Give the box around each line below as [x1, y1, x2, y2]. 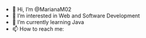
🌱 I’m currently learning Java [12, 19, 85, 25]
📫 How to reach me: [12, 25, 64, 33]
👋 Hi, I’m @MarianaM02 [12, 6, 72, 13]
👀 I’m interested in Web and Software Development [12, 12, 140, 19]
